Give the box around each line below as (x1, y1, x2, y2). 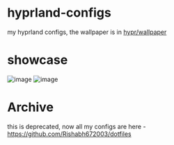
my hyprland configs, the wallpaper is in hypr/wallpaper (7, 28, 167, 36)
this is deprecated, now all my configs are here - (7, 122, 146, 130)
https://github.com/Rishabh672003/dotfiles (7, 130, 132, 138)
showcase (7, 52, 68, 68)
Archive (7, 99, 54, 115)
